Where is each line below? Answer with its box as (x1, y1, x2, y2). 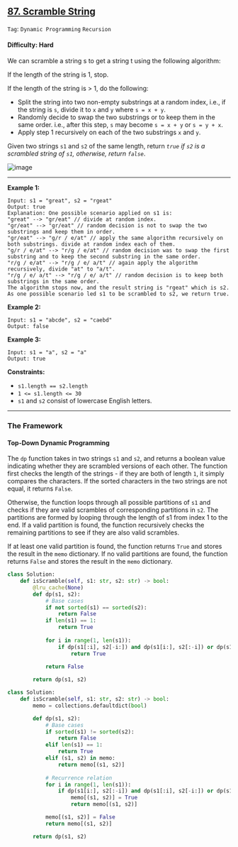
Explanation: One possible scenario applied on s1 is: (7, 209, 173, 217)
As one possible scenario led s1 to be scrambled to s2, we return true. (7, 290, 230, 297)
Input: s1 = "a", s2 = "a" (7, 349, 87, 356)
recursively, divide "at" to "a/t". (7, 266, 115, 273)
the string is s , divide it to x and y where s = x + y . (17, 106, 166, 114)
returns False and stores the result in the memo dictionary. (7, 557, 173, 566)
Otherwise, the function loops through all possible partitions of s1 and (7, 498, 211, 507)
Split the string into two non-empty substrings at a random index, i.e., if (17, 98, 226, 106)
